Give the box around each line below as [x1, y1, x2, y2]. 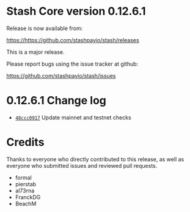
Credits [6, 135, 45, 150]
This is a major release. [6, 48, 65, 56]
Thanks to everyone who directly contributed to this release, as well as [6, 155, 185, 163]
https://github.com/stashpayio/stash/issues [6, 72, 116, 79]
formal [15, 173, 32, 181]
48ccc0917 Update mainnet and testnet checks [15, 113, 131, 121]
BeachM [15, 200, 37, 207]
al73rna [15, 187, 35, 194]
